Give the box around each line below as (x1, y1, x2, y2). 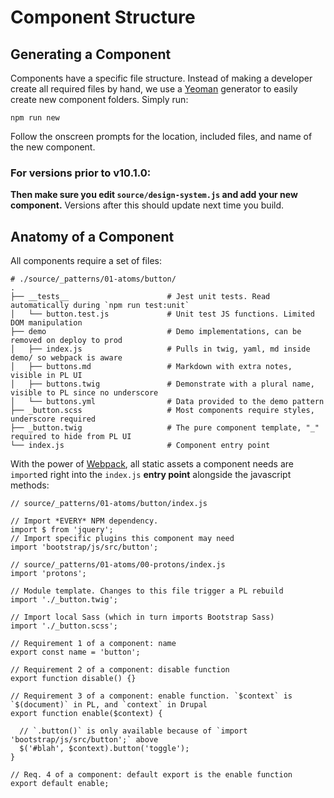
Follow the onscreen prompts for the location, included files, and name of (10, 131, 313, 142)
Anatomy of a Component (10, 228, 175, 245)
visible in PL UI (10, 371, 83, 381)
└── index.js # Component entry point (10, 441, 271, 451)
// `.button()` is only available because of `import (19, 726, 248, 736)
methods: (10, 479, 50, 491)
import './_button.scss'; (10, 621, 118, 631)
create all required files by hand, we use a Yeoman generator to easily (10, 83, 298, 95)
